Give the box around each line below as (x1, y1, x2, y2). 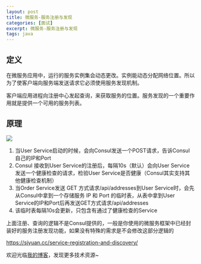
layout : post (6, 8, 39, 15)
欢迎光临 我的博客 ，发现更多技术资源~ (6, 251, 99, 258)
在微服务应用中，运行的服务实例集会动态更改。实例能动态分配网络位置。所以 (6, 71, 195, 78)
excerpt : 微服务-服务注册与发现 (6, 25, 78, 32)
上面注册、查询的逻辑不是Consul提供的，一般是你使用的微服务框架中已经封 (6, 219, 191, 226)
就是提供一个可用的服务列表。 (11, 99, 85, 107)
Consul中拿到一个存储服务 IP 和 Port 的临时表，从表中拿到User (20, 192, 175, 199)
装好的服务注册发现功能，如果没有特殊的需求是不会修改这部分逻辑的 (6, 227, 174, 234)
